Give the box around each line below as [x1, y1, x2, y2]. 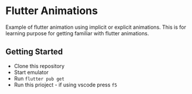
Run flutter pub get [13, 75, 65, 82]
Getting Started [5, 47, 63, 57]
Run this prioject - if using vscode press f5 [13, 81, 118, 88]
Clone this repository [13, 62, 65, 69]
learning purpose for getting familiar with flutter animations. [5, 29, 149, 36]
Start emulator [13, 69, 49, 76]
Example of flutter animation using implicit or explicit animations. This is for [5, 23, 187, 31]
